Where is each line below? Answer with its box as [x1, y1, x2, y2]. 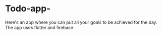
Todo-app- [5, 3, 51, 14]
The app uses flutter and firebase [5, 24, 73, 30]
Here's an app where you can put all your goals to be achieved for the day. [5, 19, 158, 25]
